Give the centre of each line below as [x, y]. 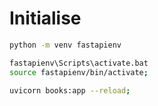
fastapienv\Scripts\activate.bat [79, 63]
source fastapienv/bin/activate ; [79, 72]
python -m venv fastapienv [65, 45]
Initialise [45, 18]
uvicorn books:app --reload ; [70, 90]
